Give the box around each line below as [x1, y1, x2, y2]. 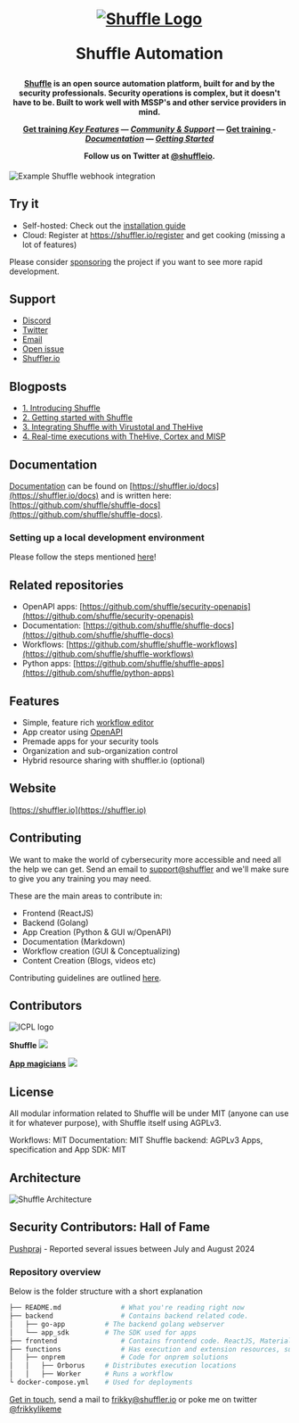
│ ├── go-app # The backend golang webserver [9, 1320, 225, 1328]
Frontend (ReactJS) [21, 907, 94, 918]
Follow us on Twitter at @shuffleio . [84, 151, 215, 161]
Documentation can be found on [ [9, 481, 133, 492]
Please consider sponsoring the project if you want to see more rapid [9, 256, 263, 267]
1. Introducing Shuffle [21, 402, 101, 414]
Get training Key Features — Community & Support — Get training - [22, 124, 277, 135]
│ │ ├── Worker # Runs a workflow [9, 1369, 174, 1378]
